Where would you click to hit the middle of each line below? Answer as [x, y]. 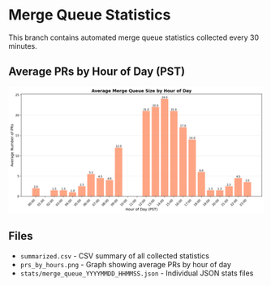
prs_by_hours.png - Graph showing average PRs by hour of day [125, 264]
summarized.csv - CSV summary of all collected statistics [114, 256]
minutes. [23, 45]
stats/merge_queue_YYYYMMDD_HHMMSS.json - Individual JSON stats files [137, 273]
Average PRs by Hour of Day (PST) [97, 72]
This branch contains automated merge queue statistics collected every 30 [134, 37]
